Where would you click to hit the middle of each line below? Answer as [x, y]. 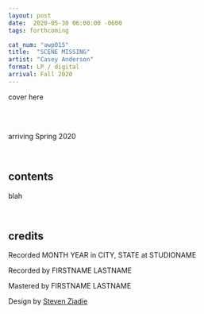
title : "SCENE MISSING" [49, 52]
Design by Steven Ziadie [48, 301]
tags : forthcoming [38, 30]
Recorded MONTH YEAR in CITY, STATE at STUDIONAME [102, 255]
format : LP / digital [44, 67]
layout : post [30, 16]
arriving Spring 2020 [42, 136]
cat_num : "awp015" [38, 45]
